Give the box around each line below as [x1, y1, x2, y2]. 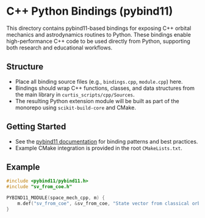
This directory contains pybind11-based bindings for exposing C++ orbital [6, 24, 192, 32]
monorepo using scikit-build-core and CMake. [15, 104, 136, 111]
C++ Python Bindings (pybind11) [6, 4, 173, 18]
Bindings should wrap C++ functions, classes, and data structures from [15, 84, 195, 92]
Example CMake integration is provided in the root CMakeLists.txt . [15, 144, 182, 151]
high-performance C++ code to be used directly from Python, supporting [6, 37, 190, 45]
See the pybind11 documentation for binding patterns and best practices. [15, 137, 198, 145]
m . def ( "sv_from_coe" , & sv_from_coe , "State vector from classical [17, 200, 190, 206]
